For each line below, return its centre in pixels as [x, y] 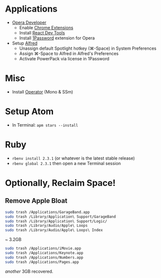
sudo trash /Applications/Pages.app [42, 262]
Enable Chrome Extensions [46, 27]
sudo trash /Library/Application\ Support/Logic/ [56, 221]
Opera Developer [29, 22]
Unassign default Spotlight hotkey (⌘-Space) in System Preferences [88, 48]
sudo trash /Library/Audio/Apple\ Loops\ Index [54, 230]
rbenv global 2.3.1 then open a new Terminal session [66, 163]
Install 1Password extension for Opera [57, 38]
